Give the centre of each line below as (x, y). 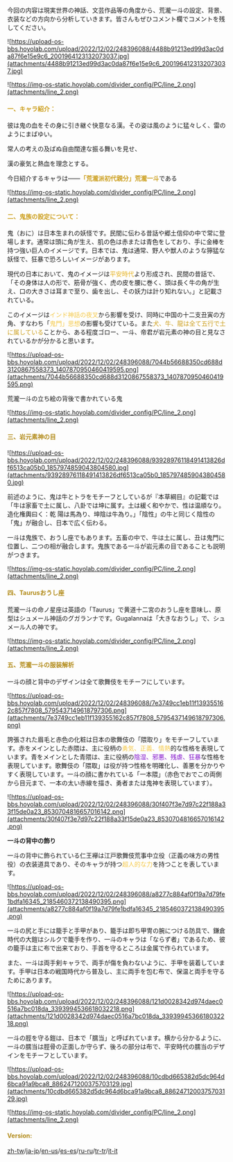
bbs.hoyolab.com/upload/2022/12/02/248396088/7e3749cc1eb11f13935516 (115, 703)
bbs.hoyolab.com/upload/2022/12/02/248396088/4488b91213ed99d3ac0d (115, 49)
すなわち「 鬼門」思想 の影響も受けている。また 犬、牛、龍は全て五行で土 (122, 324)
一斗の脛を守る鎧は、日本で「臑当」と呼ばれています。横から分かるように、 (116, 1038)
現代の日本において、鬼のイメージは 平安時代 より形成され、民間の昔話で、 (113, 274)
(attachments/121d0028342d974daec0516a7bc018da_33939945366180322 (116, 1016)
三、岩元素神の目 (32, 437)
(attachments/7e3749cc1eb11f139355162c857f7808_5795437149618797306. (116, 718)
